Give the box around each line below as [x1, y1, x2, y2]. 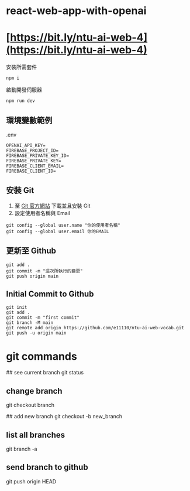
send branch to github [6, 462, 89, 472]
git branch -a [6, 445, 37, 452]
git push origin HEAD [6, 478, 57, 485]
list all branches [6, 429, 65, 440]
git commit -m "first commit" [6, 315, 80, 320]
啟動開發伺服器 [6, 86, 42, 93]
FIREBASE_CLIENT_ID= [6, 168, 57, 174]
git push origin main [6, 273, 59, 279]
